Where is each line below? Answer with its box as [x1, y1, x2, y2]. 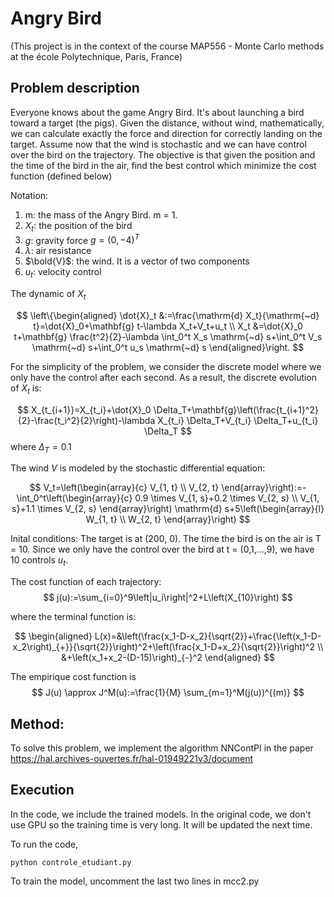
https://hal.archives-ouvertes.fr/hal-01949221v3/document [10, 753, 254, 764]
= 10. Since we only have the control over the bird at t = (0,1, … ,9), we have [10, 543, 315, 556]
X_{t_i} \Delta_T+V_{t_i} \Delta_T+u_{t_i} [157, 414, 319, 426]
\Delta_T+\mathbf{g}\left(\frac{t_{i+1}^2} [153, 403, 319, 416]
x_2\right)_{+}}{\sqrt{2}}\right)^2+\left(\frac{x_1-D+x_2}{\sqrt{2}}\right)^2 [12, 641, 316, 653]
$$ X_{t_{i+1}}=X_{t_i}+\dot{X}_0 [17, 403, 152, 416]
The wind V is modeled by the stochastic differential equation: [10, 462, 266, 474]
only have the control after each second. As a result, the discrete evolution [10, 371, 318, 383]
